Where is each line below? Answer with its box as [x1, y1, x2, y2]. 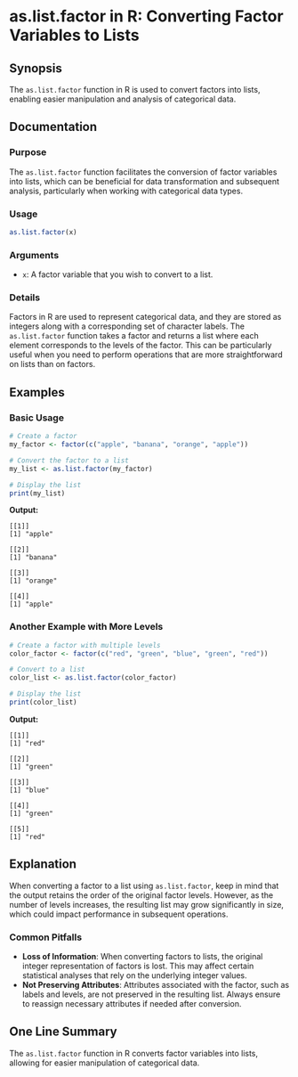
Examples [9, 385, 65, 400]
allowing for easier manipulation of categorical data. [9, 1057, 200, 1068]
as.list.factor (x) [9, 227, 77, 237]
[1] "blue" [9, 786, 50, 795]
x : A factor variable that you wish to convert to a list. [21, 269, 213, 280]
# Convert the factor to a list [9, 456, 129, 465]
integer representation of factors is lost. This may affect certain [21, 960, 254, 972]
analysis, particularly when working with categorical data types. [9, 185, 243, 196]
